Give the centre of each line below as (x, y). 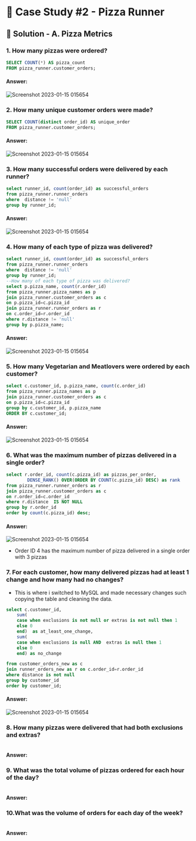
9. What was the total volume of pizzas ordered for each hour (95, 770)
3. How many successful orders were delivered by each (87, 169)
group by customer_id (33, 680)
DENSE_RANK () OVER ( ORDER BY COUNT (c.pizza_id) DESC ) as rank (104, 480)
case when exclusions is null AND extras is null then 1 (89, 642)
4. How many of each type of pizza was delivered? (79, 247)
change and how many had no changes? (65, 580)
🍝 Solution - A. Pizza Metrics (59, 34)
